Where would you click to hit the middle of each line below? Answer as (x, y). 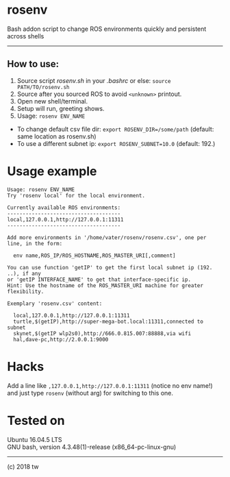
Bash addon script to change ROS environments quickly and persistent (107, 29)
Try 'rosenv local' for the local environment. (76, 195)
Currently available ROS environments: (64, 208)
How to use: (33, 64)
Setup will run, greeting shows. (61, 108)
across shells (26, 36)
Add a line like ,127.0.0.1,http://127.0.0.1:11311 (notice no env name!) (110, 385)
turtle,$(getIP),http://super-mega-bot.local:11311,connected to (108, 321)
